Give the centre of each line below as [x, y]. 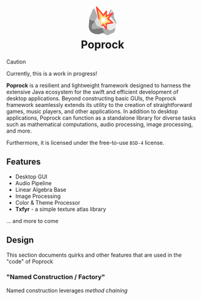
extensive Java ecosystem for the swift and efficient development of [92, 92]
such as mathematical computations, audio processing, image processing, [100, 124]
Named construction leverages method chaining [67, 290]
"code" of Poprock [30, 261]
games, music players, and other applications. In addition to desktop [92, 111]
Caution [16, 62]
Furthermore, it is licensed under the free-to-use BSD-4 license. [85, 142]
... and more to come [33, 221]
